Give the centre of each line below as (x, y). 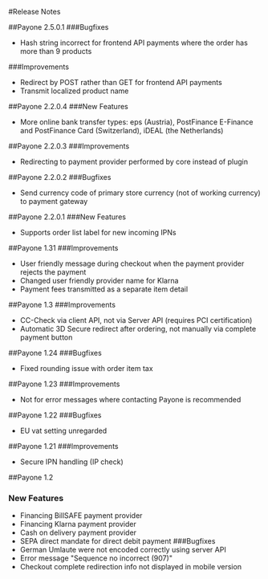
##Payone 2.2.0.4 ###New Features (68, 106)
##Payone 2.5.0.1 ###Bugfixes (59, 27)
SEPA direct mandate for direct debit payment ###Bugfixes (118, 541)
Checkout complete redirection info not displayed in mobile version (131, 567)
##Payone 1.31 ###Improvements (63, 248)
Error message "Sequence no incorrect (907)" (96, 558)
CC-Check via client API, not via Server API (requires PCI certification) (136, 320)
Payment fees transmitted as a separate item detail (104, 289)
